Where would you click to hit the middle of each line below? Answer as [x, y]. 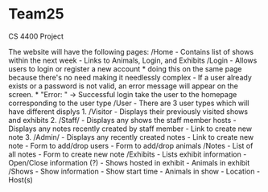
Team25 [36, 14]
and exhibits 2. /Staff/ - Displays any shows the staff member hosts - [122, 120]
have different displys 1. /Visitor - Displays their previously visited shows [128, 111]
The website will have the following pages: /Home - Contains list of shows [131, 51]
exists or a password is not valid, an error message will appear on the [124, 86]
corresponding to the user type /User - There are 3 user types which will [129, 103]
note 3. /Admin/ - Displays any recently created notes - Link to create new [131, 137]
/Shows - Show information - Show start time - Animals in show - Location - [134, 171]
